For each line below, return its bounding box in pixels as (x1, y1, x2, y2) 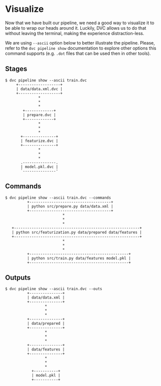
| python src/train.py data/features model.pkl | (27, 256, 131, 260)
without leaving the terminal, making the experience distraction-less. (5, 30, 144, 36)
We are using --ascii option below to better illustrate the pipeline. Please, (5, 40, 155, 45)
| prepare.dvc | (23, 112, 56, 117)
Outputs (5, 273, 31, 282)
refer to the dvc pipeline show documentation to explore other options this (5, 45, 157, 51)
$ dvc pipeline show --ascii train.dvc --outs (5, 287, 102, 292)
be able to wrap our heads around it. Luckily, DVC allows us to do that (5, 25, 147, 31)
